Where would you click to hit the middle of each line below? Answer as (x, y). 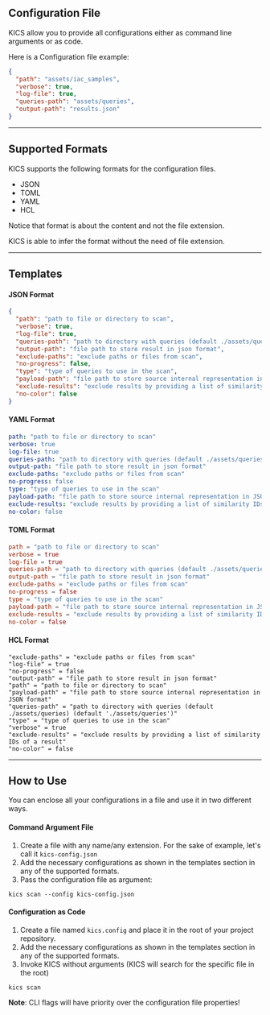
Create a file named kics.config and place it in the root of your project (137, 930)
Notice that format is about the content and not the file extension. (117, 226)
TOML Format (32, 530)
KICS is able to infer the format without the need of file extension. (117, 241)
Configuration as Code (47, 912)
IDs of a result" (37, 742)
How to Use (38, 781)
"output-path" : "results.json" (68, 109)
